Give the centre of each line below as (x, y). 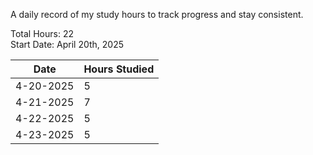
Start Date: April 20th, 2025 (67, 44)
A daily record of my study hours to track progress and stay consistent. (157, 14)
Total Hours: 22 (42, 33)
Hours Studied (119, 69)
